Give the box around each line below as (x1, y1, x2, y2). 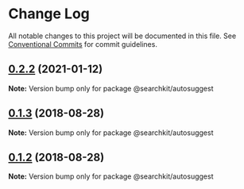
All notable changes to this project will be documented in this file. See (8, 31, 237, 40)
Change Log (8, 5, 90, 23)
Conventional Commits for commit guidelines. (8, 39, 157, 48)
